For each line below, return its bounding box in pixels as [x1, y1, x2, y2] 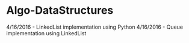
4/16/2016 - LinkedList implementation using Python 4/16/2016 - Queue [6, 23, 184, 30]
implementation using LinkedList [6, 29, 87, 36]
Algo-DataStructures [6, 4, 114, 17]
